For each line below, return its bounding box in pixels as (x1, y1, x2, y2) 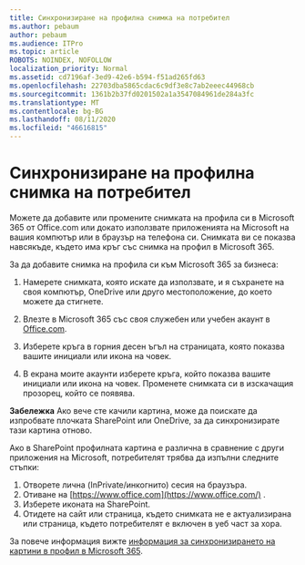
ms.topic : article (9, 47, 79, 56)
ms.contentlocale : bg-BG (9, 107, 104, 116)
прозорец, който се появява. (22, 387, 136, 398)
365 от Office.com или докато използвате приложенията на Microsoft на (9, 221, 290, 232)
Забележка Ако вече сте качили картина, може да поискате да (9, 405, 258, 416)
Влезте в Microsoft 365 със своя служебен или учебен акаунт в (22, 313, 270, 324)
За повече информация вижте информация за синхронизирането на (9, 535, 276, 547)
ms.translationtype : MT (9, 98, 100, 108)
